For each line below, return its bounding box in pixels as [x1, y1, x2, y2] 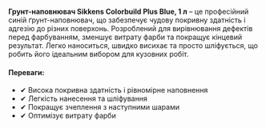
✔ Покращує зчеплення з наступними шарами [19, 102, 180, 112]
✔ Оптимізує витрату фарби [19, 111, 116, 121]
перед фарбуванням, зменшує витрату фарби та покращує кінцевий [8, 32, 243, 42]
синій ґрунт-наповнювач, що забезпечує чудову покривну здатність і [8, 15, 246, 25]
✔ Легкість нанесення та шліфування [19, 94, 148, 103]
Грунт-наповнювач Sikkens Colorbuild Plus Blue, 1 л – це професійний [8, 7, 249, 16]
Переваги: [8, 67, 45, 77]
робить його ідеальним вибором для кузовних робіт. [8, 50, 189, 58]
